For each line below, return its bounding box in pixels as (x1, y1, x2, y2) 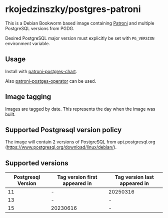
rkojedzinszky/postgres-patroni (5, 4, 141, 15)
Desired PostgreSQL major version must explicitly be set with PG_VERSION (5, 35, 155, 41)
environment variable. (5, 40, 50, 46)
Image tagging (5, 93, 51, 101)
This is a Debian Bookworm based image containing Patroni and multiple (5, 20, 154, 26)
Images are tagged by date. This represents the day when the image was (5, 106, 155, 112)
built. (5, 111, 16, 117)
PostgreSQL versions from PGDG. (5, 25, 75, 31)
